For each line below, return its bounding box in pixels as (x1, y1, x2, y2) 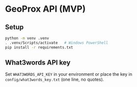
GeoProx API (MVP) (5, 3, 86, 15)
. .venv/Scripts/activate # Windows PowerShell (5, 40, 109, 45)
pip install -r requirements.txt (5, 45, 73, 50)
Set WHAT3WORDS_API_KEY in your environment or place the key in (5, 71, 133, 77)
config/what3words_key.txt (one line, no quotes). (5, 77, 104, 83)
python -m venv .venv (5, 36, 49, 41)
